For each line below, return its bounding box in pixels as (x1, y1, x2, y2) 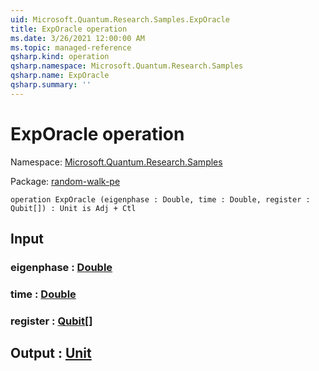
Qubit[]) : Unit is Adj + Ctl (10, 203, 137, 213)
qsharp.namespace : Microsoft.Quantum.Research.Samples (10, 61, 244, 71)
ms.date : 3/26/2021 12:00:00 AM (10, 33, 145, 43)
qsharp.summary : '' (10, 80, 92, 90)
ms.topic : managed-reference (10, 42, 132, 53)
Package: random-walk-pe (10, 175, 121, 187)
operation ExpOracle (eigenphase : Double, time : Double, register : (10, 194, 311, 205)
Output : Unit (10, 345, 92, 362)
